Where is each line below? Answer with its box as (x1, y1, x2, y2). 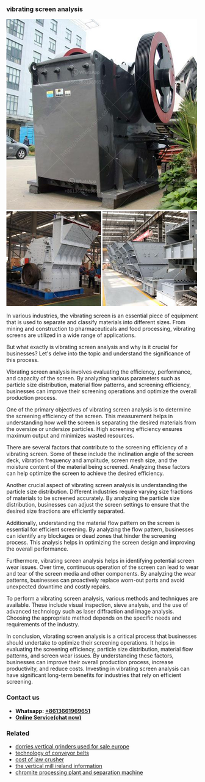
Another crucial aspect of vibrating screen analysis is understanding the (6, 482, 188, 489)
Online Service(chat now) (15, 714, 82, 721)
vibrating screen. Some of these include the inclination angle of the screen (6, 451, 194, 458)
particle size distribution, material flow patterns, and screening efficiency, (6, 381, 191, 389)
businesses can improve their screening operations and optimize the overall (6, 388, 197, 395)
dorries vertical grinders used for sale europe (15, 742, 130, 750)
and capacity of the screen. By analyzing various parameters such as (6, 375, 181, 382)
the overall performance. (6, 545, 69, 552)
